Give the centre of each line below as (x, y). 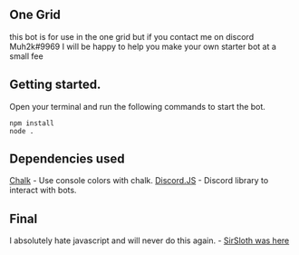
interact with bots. (43, 191)
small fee (26, 56)
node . (22, 131)
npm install (32, 123)
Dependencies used (67, 159)
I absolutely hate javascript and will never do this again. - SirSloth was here (149, 240)
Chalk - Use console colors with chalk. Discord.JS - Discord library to (139, 181)
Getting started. (55, 85)
